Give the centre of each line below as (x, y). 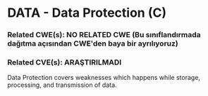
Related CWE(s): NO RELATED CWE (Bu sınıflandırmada (104, 35)
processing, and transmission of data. (62, 85)
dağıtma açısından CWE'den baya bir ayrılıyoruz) (93, 43)
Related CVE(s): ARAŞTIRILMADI (65, 62)
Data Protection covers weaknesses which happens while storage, (104, 78)
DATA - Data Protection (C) (87, 13)
